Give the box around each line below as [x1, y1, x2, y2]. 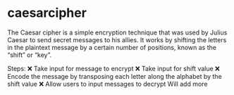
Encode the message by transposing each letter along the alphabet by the [7, 72, 222, 80]
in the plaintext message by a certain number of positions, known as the [7, 43, 217, 51]
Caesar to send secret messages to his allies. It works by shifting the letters [7, 35, 227, 44]
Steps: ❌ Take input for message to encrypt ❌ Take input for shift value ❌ [7, 64, 220, 72]
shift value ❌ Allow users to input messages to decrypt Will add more [7, 80, 208, 88]
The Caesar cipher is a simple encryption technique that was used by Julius [7, 28, 228, 37]
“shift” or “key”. [7, 51, 52, 59]
